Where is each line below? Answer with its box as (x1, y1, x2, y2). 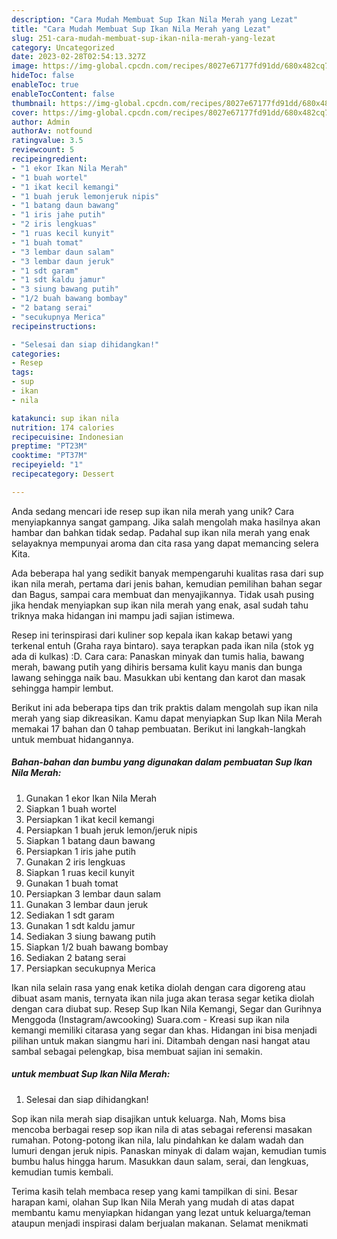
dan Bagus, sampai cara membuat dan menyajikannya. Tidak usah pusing (11, 588, 315, 600)
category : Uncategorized (11, 42, 115, 53)
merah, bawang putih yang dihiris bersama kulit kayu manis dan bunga (11, 661, 303, 673)
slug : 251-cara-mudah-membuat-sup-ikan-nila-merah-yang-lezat (11, 33, 276, 43)
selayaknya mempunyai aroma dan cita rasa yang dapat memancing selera (11, 537, 319, 549)
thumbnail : (11, 98, 57, 108)
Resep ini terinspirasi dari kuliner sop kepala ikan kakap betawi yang (11, 629, 293, 641)
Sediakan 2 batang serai (25, 951, 126, 963)
